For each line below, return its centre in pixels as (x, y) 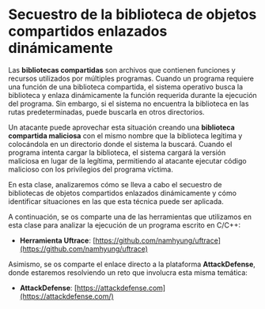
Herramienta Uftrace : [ (57, 240)
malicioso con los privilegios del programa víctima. (91, 169)
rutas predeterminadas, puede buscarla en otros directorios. (106, 111)
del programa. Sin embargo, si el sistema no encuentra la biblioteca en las (129, 104)
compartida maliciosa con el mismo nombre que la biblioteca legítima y (125, 135)
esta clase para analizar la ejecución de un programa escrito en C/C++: (125, 225)
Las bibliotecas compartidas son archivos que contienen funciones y (122, 70)
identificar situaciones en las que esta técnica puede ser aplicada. (116, 201)
